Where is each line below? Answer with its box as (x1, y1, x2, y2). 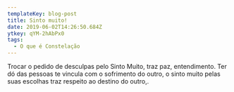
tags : (7, 37, 23, 44)
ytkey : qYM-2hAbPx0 (7, 29, 65, 37)
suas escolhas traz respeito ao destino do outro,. (7, 77, 149, 85)
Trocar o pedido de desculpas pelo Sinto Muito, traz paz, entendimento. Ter (7, 63, 227, 70)
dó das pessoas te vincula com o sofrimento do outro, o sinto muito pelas (7, 70, 221, 78)
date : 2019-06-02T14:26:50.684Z (7, 23, 102, 30)
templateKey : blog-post (7, 10, 78, 18)
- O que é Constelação (13, 43, 80, 50)
